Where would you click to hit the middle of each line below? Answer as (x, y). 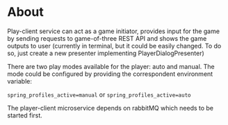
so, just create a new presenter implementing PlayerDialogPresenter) (106, 53)
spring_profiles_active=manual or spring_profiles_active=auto (99, 95)
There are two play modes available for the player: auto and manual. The (111, 66)
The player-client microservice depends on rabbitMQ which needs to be (111, 108)
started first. (25, 115)
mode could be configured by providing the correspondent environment (110, 74)
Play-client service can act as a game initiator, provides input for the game (114, 31)
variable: (20, 81)
